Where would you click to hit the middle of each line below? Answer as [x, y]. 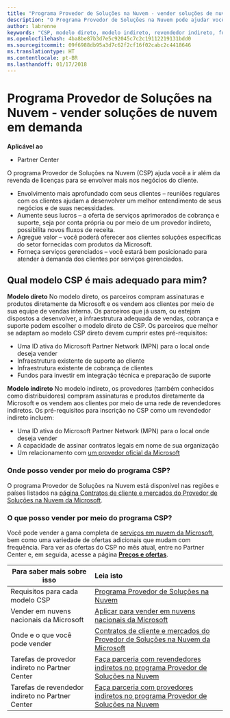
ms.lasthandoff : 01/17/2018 [47, 64]
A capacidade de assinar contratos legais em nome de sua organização [118, 446]
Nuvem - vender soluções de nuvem [112, 113]
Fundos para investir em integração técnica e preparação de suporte [114, 375]
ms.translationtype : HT [41, 52]
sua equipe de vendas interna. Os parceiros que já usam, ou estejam [104, 311]
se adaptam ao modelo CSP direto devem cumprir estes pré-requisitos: [107, 333]
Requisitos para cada [44, 591]
